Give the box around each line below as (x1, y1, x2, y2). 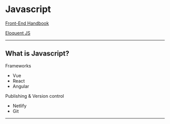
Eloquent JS (5, 30, 30, 36)
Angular (12, 83, 29, 89)
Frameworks (5, 63, 31, 69)
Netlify (12, 102, 27, 109)
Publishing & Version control (5, 93, 64, 99)
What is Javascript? (5, 49, 69, 58)
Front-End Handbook (5, 20, 49, 26)
